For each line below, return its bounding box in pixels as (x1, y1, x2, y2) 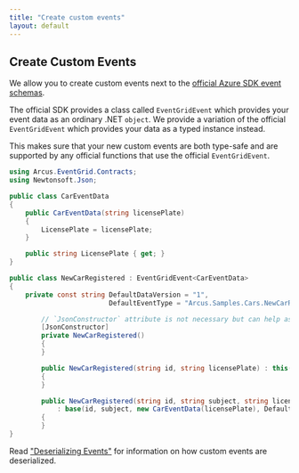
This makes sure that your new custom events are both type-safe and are (9, 141, 279, 151)
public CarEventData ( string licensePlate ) (25, 208, 185, 217)
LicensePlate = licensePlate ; (41, 224, 153, 234)
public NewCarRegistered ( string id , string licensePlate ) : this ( (41, 363, 293, 372)
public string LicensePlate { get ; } (25, 249, 166, 258)
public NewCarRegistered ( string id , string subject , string (41, 396, 269, 405)
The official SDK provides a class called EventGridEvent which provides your (9, 104, 289, 116)
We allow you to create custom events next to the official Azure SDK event (9, 77, 282, 89)
